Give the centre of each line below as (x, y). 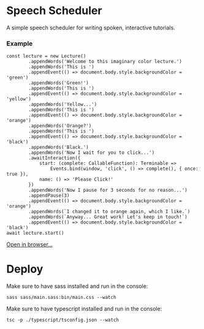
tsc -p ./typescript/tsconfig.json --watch (63, 320)
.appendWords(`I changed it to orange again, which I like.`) (109, 212)
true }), (17, 174)
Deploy (25, 269)
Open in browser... (30, 244)
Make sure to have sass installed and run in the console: (77, 286)
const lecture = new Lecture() (46, 56)
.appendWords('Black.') (59, 148)
